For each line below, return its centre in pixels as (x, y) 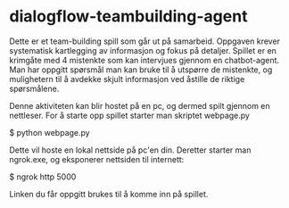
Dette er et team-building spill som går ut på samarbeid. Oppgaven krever (145, 41)
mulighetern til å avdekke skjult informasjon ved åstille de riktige (127, 79)
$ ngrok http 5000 (43, 177)
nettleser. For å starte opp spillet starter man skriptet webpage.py (129, 115)
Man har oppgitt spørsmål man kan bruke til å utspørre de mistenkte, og (141, 70)
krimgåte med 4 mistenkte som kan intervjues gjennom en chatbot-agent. (144, 60)
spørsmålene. (34, 88)
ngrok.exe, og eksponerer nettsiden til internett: (97, 159)
